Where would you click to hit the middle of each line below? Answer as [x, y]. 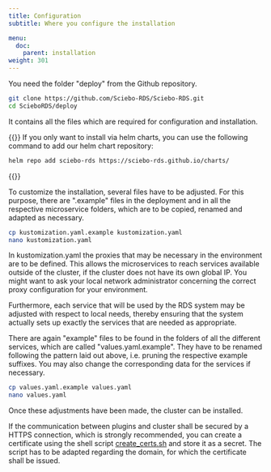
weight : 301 [28, 61]
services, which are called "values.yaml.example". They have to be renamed [135, 347]
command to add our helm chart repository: [81, 146]
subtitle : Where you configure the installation [92, 23]
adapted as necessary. [47, 217]
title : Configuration [45, 16]
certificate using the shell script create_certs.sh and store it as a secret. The [135, 444]
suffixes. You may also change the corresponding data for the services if [129, 364]
